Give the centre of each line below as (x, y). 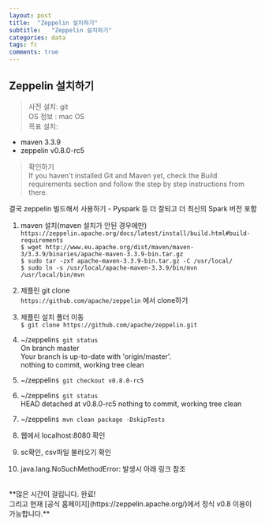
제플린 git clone (45, 290)
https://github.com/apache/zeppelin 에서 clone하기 (104, 300)
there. (38, 192)
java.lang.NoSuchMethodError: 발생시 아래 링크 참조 (103, 468)
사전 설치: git (48, 106)
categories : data (37, 37)
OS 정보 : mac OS (56, 116)
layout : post (30, 15)
